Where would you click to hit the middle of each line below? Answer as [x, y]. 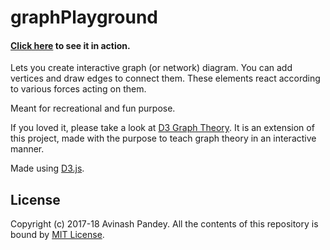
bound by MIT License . [57, 235]
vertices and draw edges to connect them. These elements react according [165, 78]
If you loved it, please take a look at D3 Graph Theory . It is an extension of [162, 128]
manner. [27, 149]
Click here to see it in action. [70, 45]
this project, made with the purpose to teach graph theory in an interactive [163, 138]
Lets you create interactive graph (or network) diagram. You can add [151, 68]
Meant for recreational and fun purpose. [93, 108]
